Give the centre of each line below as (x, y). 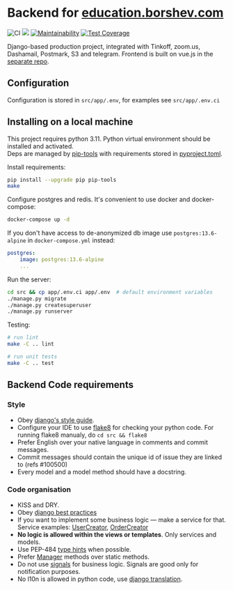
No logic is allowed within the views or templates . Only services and (117, 534)
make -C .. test (31, 363)
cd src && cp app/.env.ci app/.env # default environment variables (110, 292)
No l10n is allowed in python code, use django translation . (100, 579)
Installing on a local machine (70, 122)
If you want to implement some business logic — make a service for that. (121, 520)
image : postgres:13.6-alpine (62, 260)
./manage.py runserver (40, 311)
